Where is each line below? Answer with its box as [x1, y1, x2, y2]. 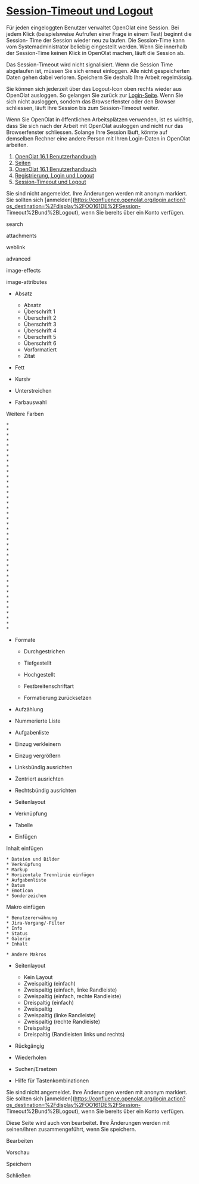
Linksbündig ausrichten [14, 763, 73, 770]
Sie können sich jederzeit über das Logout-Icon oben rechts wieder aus [6, 85, 182, 92]
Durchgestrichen [23, 647, 66, 655]
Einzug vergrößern [14, 752, 61, 759]
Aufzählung [14, 705, 43, 712]
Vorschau [6, 1149, 30, 1156]
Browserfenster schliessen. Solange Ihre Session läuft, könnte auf [6, 129, 168, 136]
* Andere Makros [6, 952, 46, 957]
